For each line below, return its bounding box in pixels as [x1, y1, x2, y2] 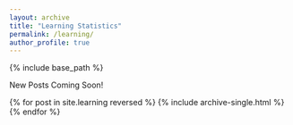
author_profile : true [9, 37, 90, 47]
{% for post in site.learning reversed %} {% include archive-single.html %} [9, 97, 285, 108]
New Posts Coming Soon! [9, 79, 104, 90]
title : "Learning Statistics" [9, 21, 123, 30]
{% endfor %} [9, 106, 61, 117]
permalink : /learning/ [9, 29, 94, 38]
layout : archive [9, 12, 70, 22]
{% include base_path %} [9, 62, 104, 73]
